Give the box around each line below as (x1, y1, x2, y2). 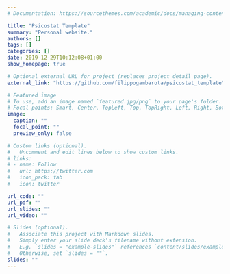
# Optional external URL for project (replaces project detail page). (7, 73, 213, 79)
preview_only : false (13, 129, 72, 137)
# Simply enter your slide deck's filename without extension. (7, 237, 197, 244)
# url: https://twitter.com (7, 168, 94, 175)
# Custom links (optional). (7, 142, 88, 149)
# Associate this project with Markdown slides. (7, 231, 155, 238)
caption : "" (13, 117, 48, 124)
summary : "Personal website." (7, 29, 94, 36)
